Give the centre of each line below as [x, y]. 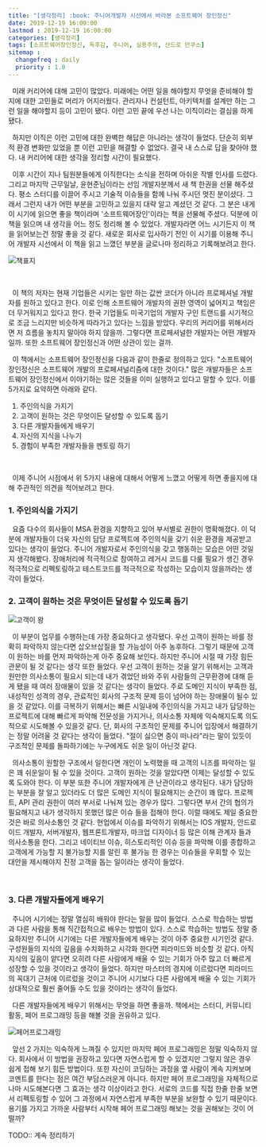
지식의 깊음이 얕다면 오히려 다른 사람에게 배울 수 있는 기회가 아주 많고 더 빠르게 [130, 958]
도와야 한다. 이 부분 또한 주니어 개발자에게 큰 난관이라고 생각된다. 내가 [124, 783]
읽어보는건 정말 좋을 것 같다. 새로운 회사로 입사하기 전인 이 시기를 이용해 [127, 233]
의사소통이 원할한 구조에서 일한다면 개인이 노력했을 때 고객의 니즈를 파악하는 [129, 763]
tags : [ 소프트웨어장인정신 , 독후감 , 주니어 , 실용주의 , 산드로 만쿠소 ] [106, 45]
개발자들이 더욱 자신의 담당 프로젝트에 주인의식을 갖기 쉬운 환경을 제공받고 [137, 539]
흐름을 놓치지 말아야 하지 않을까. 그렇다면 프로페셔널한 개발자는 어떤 [130, 332]
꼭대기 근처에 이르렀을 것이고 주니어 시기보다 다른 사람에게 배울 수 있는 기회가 [136, 978]
